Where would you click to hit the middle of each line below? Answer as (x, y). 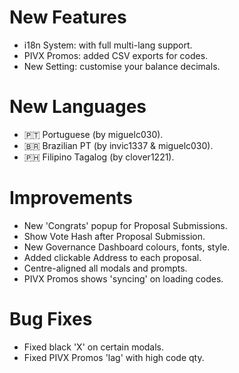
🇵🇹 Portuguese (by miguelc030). (93, 134)
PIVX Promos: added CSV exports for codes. (116, 55)
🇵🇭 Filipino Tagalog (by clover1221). (99, 157)
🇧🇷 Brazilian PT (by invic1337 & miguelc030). (118, 145)
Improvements (71, 198)
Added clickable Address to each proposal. (112, 257)
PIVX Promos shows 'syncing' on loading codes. (123, 278)
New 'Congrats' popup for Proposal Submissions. (125, 225)
